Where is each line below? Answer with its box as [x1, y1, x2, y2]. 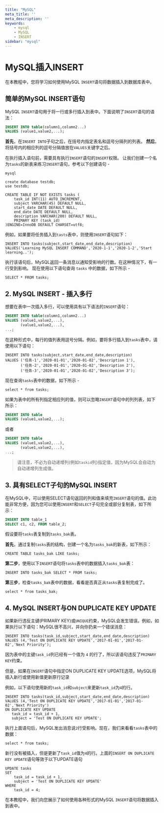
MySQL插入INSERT [5, 62, 84, 73]
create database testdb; [5, 179, 56, 184]
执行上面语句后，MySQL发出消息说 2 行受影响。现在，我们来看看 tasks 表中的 [5, 725, 158, 731]
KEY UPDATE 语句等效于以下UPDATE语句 [5, 756, 83, 762]
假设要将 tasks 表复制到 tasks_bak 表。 [5, 531, 79, 537]
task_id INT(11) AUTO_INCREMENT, [14, 197, 82, 202]
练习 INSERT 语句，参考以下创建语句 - [37, 161, 110, 167]
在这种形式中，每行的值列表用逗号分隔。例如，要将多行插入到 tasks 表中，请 [5, 336, 158, 342]
